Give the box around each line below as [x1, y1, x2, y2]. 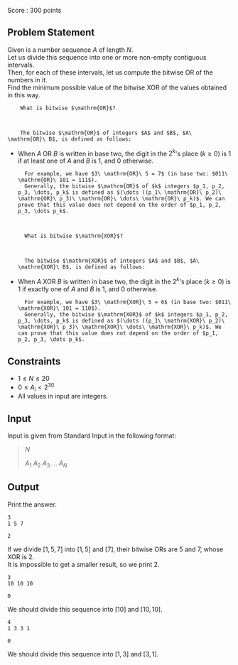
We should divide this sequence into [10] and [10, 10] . [7, 605, 163, 613]
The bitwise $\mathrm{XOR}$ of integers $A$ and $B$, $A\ [24, 257, 200, 265]
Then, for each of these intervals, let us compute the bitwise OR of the [7, 67, 213, 77]
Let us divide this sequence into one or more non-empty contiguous [7, 53, 207, 61]
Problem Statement [7, 26, 95, 38]
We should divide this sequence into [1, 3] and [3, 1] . [7, 649, 159, 658]
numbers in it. [7, 75, 48, 84]
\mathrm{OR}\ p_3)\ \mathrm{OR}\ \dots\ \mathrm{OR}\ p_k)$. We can [17, 195, 225, 202]
